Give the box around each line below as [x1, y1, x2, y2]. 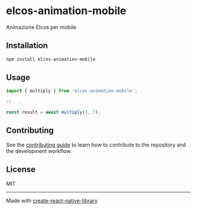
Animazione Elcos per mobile [6, 24, 76, 31]
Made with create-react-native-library [6, 197, 98, 204]
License [6, 165, 36, 175]
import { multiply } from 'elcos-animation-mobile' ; [6, 88, 138, 94]
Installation [6, 41, 48, 51]
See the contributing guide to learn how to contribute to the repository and [6, 141, 186, 148]
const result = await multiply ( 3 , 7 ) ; [6, 109, 101, 115]
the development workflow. [6, 147, 72, 154]
